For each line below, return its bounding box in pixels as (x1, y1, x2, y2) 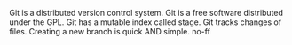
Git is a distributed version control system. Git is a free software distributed (9, 8, 284, 18)
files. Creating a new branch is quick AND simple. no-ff (9, 26, 211, 36)
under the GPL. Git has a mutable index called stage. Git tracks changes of (9, 17, 282, 27)
